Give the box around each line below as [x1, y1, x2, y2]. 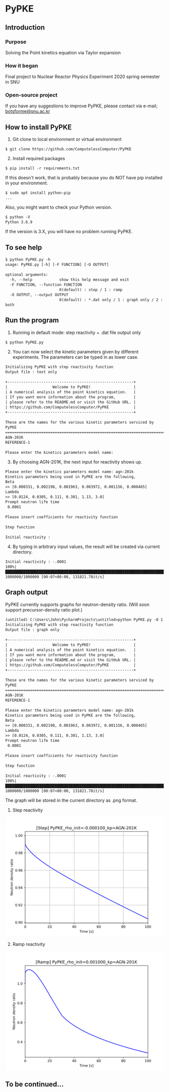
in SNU [5, 79, 20, 85]
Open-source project [5, 92, 58, 99]
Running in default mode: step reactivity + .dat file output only [12, 329, 141, 335]
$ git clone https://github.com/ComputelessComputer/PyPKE [5, 147, 132, 152]
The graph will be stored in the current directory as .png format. [5, 797, 137, 803]
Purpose [5, 38, 27, 45]
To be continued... [5, 1080, 64, 1088]
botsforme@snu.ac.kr [5, 108, 50, 114]
